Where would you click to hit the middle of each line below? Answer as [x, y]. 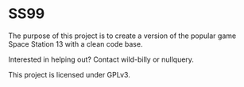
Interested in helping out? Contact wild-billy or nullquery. [101, 59]
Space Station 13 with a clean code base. [76, 43]
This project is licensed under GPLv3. [70, 74]
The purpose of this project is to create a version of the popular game [122, 36]
